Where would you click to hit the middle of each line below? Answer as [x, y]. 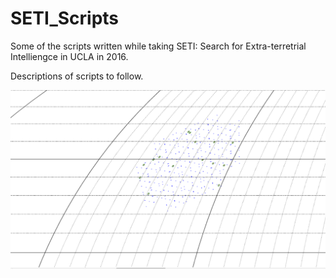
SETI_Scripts [65, 18]
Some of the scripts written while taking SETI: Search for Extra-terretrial [158, 46]
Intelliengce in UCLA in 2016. [69, 56]
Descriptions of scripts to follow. [77, 76]
